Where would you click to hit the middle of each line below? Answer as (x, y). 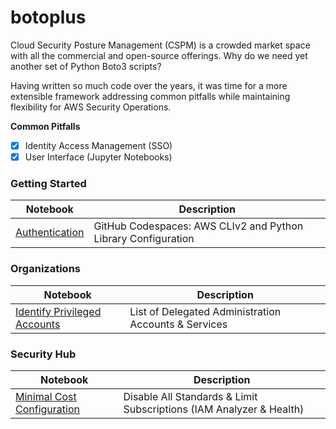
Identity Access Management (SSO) (98, 145)
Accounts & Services (178, 324)
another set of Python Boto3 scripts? (86, 66)
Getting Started (48, 183)
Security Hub (43, 354)
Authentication (50, 233)
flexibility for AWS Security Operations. (91, 107)
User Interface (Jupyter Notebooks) (98, 157)
